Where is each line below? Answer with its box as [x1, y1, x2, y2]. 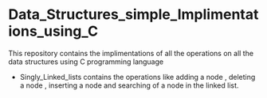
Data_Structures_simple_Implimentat [8, 6, 259, 24]
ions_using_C [8, 22, 98, 40]
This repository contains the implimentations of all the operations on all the [8, 48, 253, 58]
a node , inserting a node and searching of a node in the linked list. [19, 81, 239, 90]
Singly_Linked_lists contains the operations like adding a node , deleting [19, 72, 256, 81]
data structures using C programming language [8, 57, 164, 66]
